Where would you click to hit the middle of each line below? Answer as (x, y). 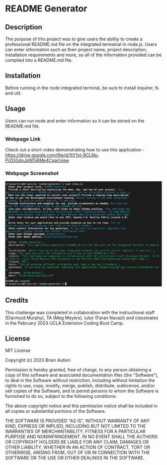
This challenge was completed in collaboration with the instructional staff (80, 312)
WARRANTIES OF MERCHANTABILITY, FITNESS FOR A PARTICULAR (75, 432)
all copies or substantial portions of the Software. (55, 411)
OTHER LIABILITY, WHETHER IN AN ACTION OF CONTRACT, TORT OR (78, 447)
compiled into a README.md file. (39, 60)
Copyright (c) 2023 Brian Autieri (38, 360)
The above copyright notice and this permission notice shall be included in (81, 406)
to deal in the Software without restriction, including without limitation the (80, 380)
